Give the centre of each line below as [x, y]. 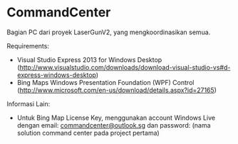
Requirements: [28, 46]
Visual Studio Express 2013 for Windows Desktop [89, 60]
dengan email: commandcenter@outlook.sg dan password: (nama [114, 125]
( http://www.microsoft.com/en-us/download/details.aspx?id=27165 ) [117, 90]
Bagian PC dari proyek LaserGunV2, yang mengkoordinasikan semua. [109, 32]
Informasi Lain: [29, 103]
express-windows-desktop [57, 75]
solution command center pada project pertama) [88, 133]
